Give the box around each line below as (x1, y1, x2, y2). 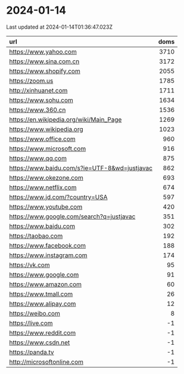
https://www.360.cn (9, 106, 66, 114)
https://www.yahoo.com (9, 47, 77, 55)
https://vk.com (9, 261, 50, 269)
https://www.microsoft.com (9, 144, 86, 153)
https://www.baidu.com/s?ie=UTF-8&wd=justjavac (9, 163, 153, 172)
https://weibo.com (9, 309, 61, 317)
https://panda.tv (9, 348, 55, 356)
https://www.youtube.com (9, 202, 83, 211)
